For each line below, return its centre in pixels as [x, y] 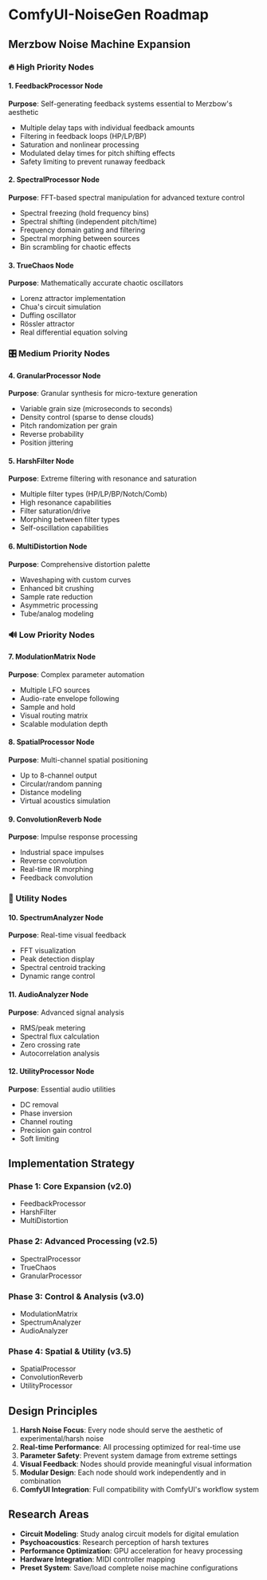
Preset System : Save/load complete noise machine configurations [129, 1567]
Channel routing [46, 1121]
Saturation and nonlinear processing [79, 145]
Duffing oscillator [48, 315]
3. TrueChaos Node [41, 265]
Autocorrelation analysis [59, 1053]
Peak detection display [57, 959]
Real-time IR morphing [57, 869]
